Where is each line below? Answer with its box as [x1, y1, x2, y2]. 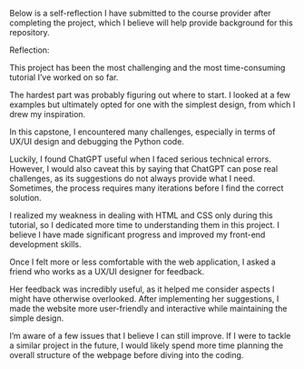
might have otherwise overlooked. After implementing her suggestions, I [9, 294, 279, 304]
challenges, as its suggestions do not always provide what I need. [9, 173, 256, 184]
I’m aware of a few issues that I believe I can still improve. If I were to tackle [9, 331, 291, 341]
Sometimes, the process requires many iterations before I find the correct [9, 183, 284, 194]
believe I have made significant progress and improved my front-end [9, 229, 266, 240]
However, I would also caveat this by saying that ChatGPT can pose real [9, 164, 279, 174]
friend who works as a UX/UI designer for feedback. [9, 266, 205, 276]
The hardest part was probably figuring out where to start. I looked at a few [9, 90, 291, 100]
